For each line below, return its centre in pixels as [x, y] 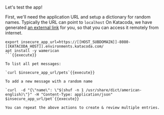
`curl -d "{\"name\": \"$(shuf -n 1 [44, 90]
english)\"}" [19, 94]
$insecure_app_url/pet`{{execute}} [42, 99]
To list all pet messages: [33, 64]
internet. [14, 33]
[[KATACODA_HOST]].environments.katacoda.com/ [54, 46]
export [12, 42]
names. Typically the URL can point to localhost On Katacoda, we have [79, 22]
